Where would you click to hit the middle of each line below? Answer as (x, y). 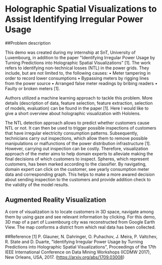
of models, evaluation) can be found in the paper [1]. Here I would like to (77, 108)
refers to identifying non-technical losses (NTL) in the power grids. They (77, 68)
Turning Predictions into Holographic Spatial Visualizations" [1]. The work (78, 63)
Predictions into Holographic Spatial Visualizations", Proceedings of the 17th (81, 247)
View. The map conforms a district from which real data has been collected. (81, 227)
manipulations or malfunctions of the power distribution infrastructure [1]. (78, 143)
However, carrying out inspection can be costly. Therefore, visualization (77, 149)
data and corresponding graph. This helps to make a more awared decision (80, 174)
